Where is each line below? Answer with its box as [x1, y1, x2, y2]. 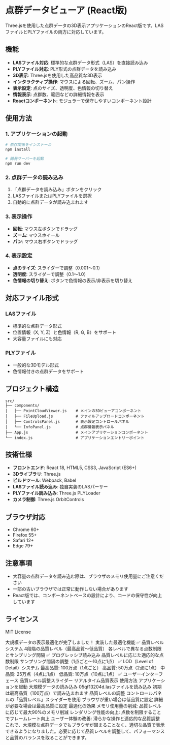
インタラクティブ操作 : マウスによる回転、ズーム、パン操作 [12, 78, 135, 84]
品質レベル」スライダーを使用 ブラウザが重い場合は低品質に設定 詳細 [18, 696, 163, 702]
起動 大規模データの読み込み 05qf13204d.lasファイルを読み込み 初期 [18, 684, 162, 690]
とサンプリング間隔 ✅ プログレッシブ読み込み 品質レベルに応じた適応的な [5, 651, 160, 658]
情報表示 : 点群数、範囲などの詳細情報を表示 [12, 91, 105, 97]
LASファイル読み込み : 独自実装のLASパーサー [12, 484, 108, 490]
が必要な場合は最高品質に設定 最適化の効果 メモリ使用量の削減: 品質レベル [5, 702, 161, 709]
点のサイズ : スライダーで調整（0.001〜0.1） [12, 265, 103, 271]
